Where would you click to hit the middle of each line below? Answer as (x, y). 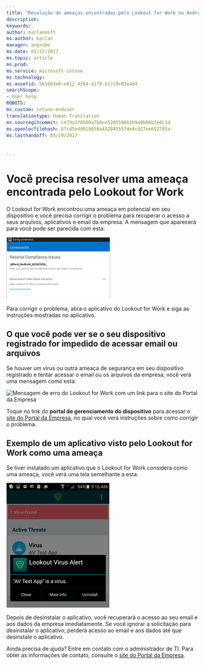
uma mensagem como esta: (41, 381)
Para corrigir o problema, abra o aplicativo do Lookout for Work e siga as (98, 308)
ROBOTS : (16, 103)
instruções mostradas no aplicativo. (51, 315)
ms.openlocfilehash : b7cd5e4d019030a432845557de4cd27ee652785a (88, 129)
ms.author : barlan (30, 39)
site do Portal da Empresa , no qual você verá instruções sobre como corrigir (102, 418)
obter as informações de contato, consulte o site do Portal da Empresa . (96, 655)
